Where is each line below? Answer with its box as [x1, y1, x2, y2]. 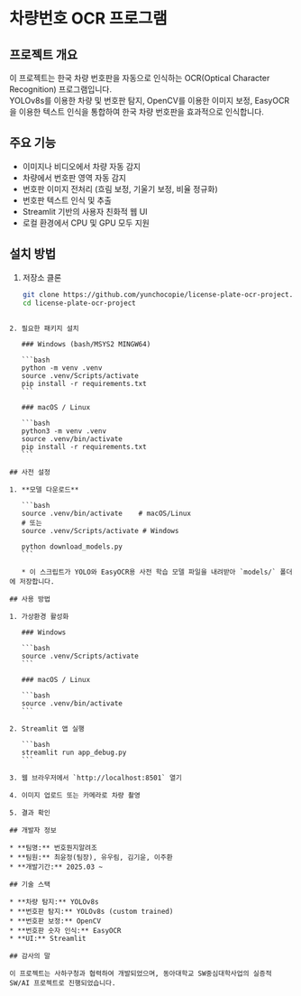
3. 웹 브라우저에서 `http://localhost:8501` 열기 [9, 773, 183, 783]
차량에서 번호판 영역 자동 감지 [22, 172, 126, 183]
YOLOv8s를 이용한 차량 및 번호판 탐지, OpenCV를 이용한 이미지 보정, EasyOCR [9, 96, 290, 106]
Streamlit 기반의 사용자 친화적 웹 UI [22, 206, 148, 217]
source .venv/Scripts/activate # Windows [21, 527, 179, 536]
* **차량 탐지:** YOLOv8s [9, 898, 99, 907]
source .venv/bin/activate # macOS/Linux [21, 509, 192, 519]
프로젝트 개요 [9, 47, 78, 62]
